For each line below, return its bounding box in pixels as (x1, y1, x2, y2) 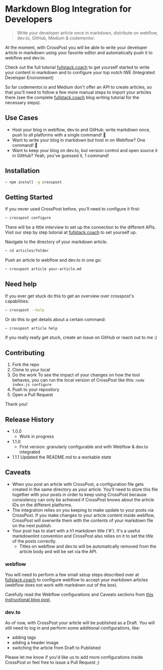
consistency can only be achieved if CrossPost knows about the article (12, 497, 154, 502)
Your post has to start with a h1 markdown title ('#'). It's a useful (12, 528, 140, 534)
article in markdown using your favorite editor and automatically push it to (5, 50, 153, 56)
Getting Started (5, 193, 53, 201)
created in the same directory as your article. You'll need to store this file (12, 486, 158, 492)
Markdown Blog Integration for (5, 3, 131, 15)
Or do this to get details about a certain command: (5, 316, 106, 322)
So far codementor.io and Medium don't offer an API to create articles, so (5, 84, 152, 90)
